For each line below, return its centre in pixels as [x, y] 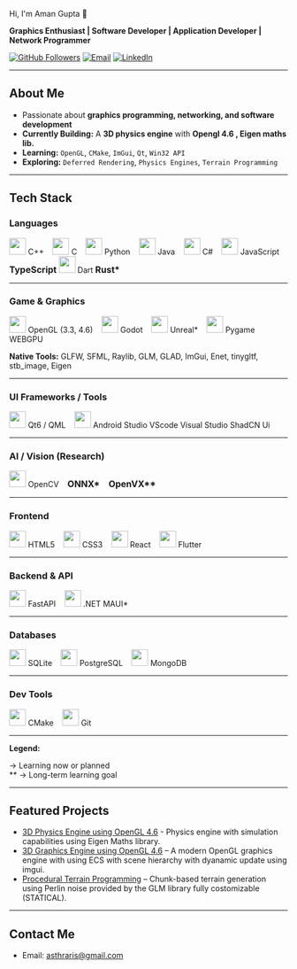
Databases [33, 635]
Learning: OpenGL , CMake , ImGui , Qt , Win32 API [103, 152]
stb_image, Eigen [41, 365]
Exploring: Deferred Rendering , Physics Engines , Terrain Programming [150, 162]
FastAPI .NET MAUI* [78, 603]
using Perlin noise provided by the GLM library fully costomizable [141, 888]
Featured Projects [59, 810]
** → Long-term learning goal [63, 774]
